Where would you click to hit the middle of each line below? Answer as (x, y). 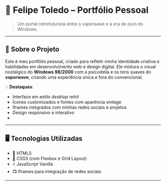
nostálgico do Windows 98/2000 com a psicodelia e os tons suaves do (78, 72)
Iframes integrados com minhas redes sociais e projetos (69, 107)
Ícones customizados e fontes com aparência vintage (67, 102)
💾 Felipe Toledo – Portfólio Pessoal (77, 10)
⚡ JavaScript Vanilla (33, 164)
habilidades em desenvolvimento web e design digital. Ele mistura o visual (81, 66)
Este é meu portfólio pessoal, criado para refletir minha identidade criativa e (82, 61)
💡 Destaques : (19, 87)
